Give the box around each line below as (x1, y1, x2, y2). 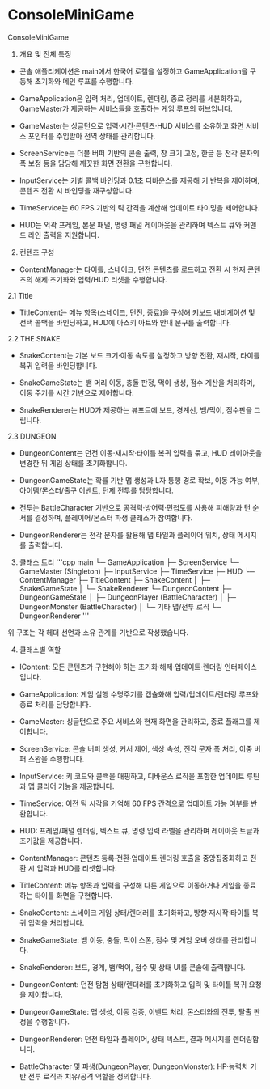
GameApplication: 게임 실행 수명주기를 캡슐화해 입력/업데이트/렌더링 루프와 (19, 689, 259, 699)
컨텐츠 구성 (19, 247, 55, 256)
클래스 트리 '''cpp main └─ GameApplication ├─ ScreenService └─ (19, 557, 239, 567)
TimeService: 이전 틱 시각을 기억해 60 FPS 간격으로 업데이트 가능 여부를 (19, 799, 250, 808)
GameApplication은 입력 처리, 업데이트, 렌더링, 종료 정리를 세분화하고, (19, 93, 243, 103)
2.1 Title (7, 290, 33, 300)
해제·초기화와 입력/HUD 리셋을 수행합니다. (34, 274, 167, 284)
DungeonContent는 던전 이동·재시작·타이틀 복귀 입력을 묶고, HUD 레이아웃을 (19, 447, 263, 458)
